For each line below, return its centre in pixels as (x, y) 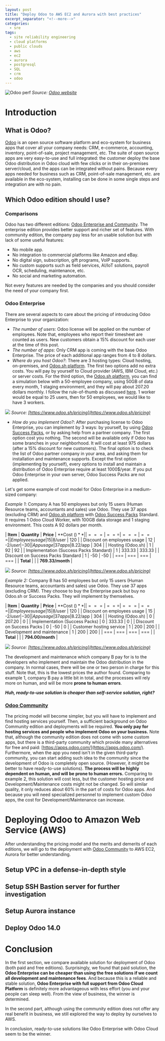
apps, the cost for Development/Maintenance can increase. (65, 800)
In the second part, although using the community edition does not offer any (82, 1009)
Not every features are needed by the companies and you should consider (80, 285)
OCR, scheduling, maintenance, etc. (48, 271)
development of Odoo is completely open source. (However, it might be (77, 763)
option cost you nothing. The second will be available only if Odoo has (83, 438)
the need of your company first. (37, 291)
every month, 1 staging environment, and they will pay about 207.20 (81, 386)
